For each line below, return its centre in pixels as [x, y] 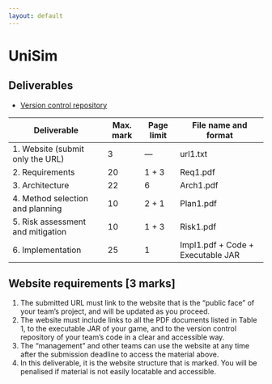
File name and [220, 124]
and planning [37, 209]
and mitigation [40, 231]
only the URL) [38, 158]
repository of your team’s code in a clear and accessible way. [122, 337]
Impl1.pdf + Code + [217, 245]
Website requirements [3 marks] [92, 284]
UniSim [33, 55]
